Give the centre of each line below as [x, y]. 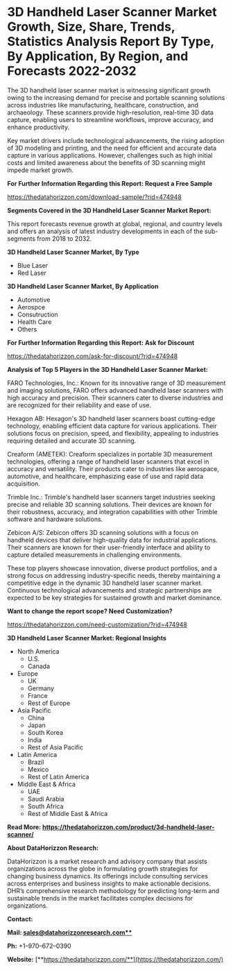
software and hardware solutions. [55, 519]
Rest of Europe [49, 703]
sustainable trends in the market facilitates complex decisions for [100, 898]
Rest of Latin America [58, 776]
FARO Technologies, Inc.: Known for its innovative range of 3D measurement [116, 383]
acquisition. [24, 484]
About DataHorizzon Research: [53, 848]
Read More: [24, 827]
